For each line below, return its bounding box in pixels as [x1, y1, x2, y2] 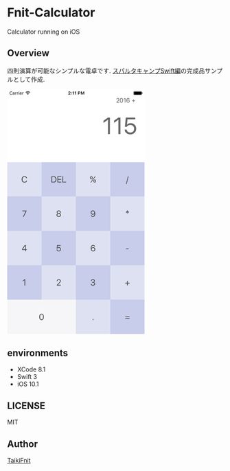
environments [7, 347, 69, 359]
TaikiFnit [7, 457, 31, 465]
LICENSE [7, 400, 46, 411]
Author [7, 438, 38, 450]
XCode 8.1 [16, 365, 46, 374]
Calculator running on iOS [7, 27, 80, 36]
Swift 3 [16, 373, 38, 381]
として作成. [12, 75, 45, 83]
